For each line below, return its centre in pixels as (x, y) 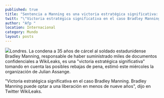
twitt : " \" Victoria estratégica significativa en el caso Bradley (74, 18)
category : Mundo (21, 32)
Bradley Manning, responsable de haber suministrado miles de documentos (81, 56)
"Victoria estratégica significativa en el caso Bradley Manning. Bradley (76, 81)
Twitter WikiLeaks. (24, 91)
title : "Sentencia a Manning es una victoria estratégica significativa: (82, 14)
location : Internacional (30, 28)
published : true (21, 9)
